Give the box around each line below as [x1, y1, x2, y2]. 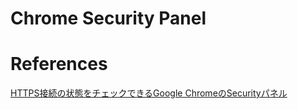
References [10, 53, 108, 76]
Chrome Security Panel [10, 7, 207, 30]
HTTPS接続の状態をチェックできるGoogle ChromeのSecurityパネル [10, 87, 288, 99]
